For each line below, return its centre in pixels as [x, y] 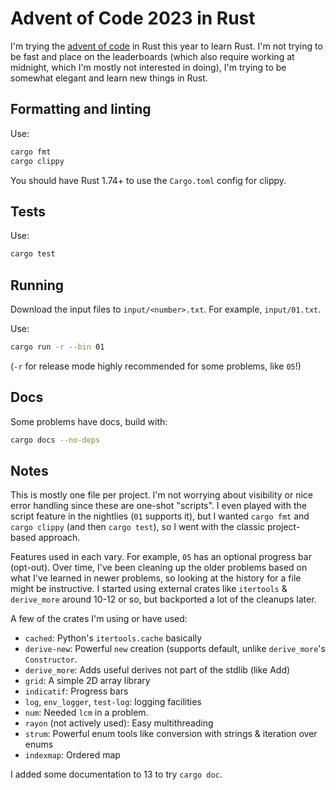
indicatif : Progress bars [76, 691]
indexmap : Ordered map [72, 755]
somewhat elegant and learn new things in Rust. [109, 78]
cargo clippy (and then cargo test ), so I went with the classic [138, 527]
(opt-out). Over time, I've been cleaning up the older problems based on [159, 568]
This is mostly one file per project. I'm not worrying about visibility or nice [161, 495]
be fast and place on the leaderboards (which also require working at [152, 56]
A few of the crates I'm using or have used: [99, 619]
